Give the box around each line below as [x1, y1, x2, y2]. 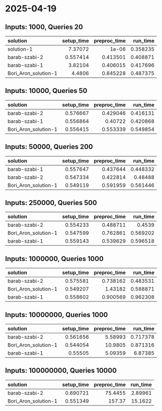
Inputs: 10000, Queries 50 [5, 87, 87, 95]
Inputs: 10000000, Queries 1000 [5, 310, 108, 319]
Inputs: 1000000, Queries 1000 [5, 255, 104, 263]
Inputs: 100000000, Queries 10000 [5, 366, 117, 375]
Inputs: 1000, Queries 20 [5, 23, 83, 31]
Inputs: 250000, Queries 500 [5, 199, 97, 207]
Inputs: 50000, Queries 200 [5, 143, 93, 151]
